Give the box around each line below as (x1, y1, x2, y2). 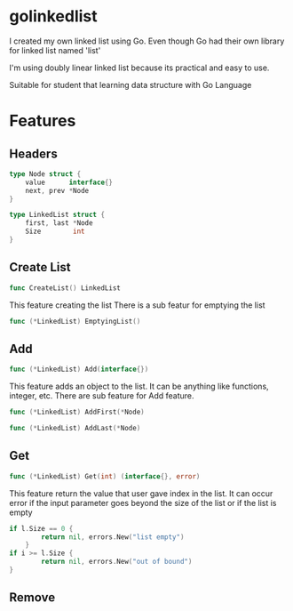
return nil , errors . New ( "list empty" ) (41, 532, 185, 542)
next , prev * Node (25, 186, 90, 195)
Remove (9, 590, 56, 606)
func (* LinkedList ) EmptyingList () (9, 317, 141, 326)
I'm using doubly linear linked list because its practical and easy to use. (9, 62, 270, 73)
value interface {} (25, 178, 114, 187)
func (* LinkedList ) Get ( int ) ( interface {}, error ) (9, 471, 201, 481)
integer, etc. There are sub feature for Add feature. (9, 390, 194, 401)
